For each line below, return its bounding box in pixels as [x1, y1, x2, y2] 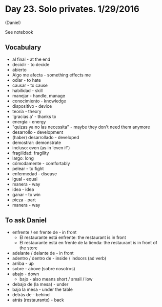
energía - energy [12, 118, 46, 124]
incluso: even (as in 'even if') [12, 144, 70, 150]
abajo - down [12, 271, 39, 277]
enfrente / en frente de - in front [12, 229, 77, 235]
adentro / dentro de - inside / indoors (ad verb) [12, 255, 106, 261]
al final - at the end [12, 56, 50, 62]
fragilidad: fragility [12, 150, 49, 156]
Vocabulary [5, 43, 41, 52]
